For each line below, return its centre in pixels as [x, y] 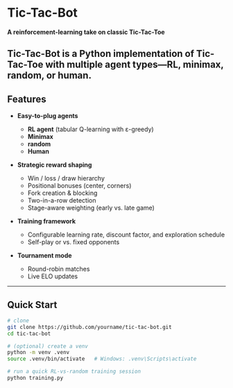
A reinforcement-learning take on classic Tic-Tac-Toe [86, 32]
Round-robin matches [59, 269]
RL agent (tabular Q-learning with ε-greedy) [90, 129]
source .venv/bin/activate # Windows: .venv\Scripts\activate [102, 359]
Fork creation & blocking [62, 193]
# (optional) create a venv [48, 346]
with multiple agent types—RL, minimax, [134, 65]
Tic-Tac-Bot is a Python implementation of [101, 54]
